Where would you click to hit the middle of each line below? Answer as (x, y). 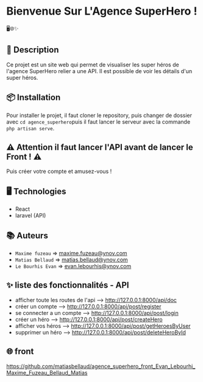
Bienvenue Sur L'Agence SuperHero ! (102, 11)
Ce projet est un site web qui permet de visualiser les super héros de (93, 65)
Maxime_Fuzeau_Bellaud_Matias (47, 372)
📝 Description (33, 50)
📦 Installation (34, 98)
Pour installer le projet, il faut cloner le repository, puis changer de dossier (99, 115)
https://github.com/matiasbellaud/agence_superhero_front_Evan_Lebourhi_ (101, 366)
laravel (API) (30, 216)
